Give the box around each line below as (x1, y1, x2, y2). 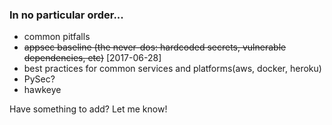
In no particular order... (9, 8, 124, 22)
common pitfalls (23, 31, 91, 43)
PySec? (23, 73, 56, 85)
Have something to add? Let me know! (9, 103, 168, 115)
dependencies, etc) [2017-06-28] (23, 52, 162, 64)
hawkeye (23, 84, 62, 96)
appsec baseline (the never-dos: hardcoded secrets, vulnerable (23, 41, 287, 53)
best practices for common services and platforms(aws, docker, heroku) (23, 63, 322, 75)
